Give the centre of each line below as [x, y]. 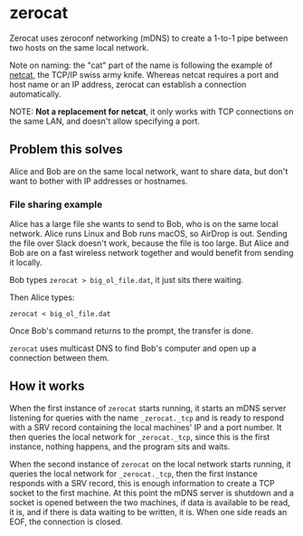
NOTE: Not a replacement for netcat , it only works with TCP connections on [151, 111]
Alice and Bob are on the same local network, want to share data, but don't [149, 171]
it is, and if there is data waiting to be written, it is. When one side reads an [148, 512]
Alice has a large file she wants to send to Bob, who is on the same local [144, 224]
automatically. [35, 94]
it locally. [26, 263]
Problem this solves [66, 150]
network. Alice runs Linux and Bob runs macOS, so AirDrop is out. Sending [148, 234]
